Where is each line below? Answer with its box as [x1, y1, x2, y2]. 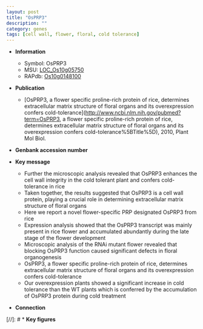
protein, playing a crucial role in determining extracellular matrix [24, 196, 184, 203]
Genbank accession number [15, 147, 88, 154]
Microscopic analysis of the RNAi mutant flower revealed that [24, 241, 178, 248]
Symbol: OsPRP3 [24, 60, 67, 67]
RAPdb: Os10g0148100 [24, 73, 82, 80]
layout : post [6, 8, 39, 15]
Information [15, 48, 46, 55]
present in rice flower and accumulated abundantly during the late [24, 228, 189, 235]
